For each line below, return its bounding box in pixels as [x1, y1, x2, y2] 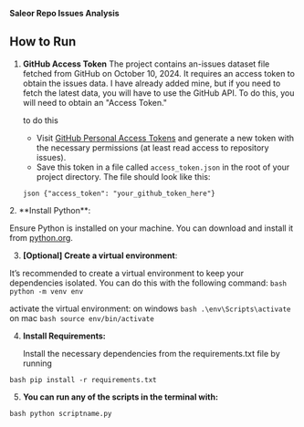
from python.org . [9, 232, 73, 243]
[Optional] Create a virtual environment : [22, 250, 178, 261]
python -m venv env [9, 286, 84, 296]
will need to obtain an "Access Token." [22, 97, 167, 108]
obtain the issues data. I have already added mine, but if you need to [22, 78, 281, 89]
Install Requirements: [22, 330, 107, 341]
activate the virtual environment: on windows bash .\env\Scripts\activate [9, 303, 291, 314]
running [22, 358, 53, 369]
